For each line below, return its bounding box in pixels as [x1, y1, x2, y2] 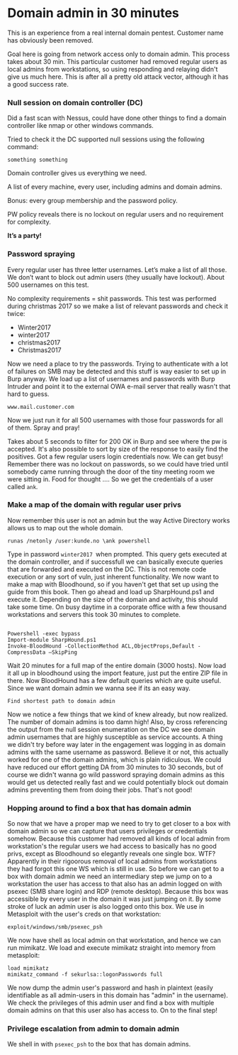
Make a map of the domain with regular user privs [7, 500, 182, 510]
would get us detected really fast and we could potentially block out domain [7, 777, 229, 786]
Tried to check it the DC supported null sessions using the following [7, 135, 205, 143]
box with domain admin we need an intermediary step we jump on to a [7, 872, 212, 881]
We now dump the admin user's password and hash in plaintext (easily [7, 983, 214, 992]
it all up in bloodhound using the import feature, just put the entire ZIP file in [7, 669, 228, 677]
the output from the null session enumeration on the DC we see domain [7, 725, 216, 733]
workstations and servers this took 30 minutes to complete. [7, 610, 181, 618]
